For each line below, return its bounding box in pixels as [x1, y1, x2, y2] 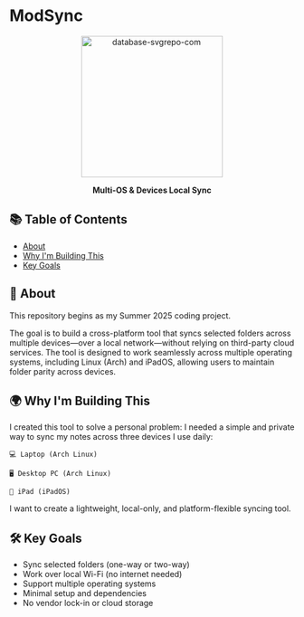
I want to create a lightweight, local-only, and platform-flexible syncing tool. [9, 503, 291, 514]
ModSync [9, 5, 84, 26]
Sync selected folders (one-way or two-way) [22, 559, 190, 570]
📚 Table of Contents [9, 212, 128, 227]
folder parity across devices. [9, 365, 116, 376]
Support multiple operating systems [22, 578, 157, 589]
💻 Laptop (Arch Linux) [9, 450, 98, 460]
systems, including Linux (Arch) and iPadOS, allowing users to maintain [9, 356, 275, 367]
